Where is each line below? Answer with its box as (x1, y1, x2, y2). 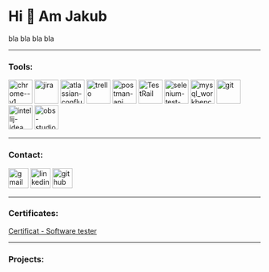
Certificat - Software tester (8, 226, 98, 235)
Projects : (8, 254, 45, 265)
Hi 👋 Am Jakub (8, 7, 108, 26)
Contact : (8, 150, 43, 161)
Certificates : (8, 208, 58, 219)
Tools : (8, 61, 34, 72)
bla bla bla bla (8, 34, 54, 43)
